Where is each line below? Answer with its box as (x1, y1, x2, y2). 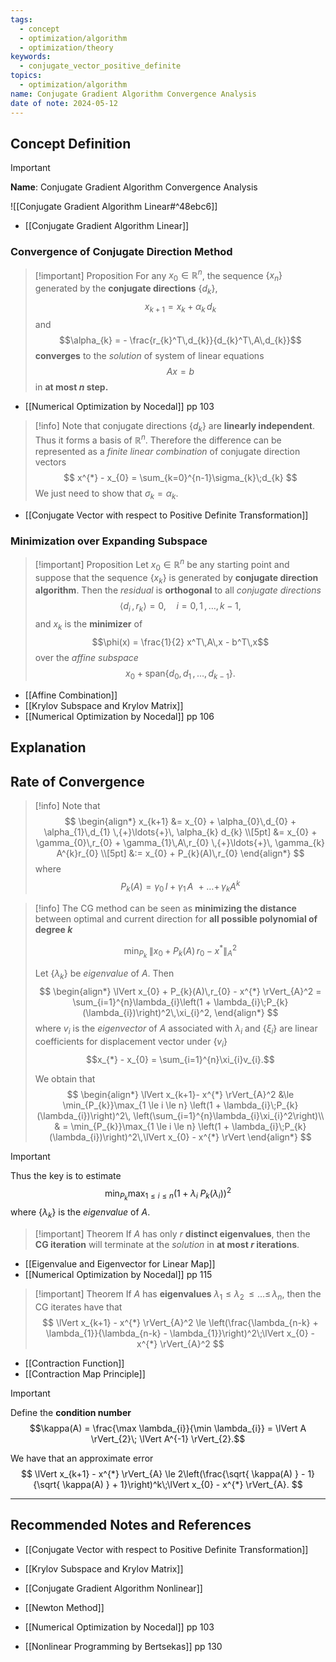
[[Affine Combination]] (24, 689, 118, 701)
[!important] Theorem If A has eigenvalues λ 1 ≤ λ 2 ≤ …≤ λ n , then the (34, 1288, 322, 1303)
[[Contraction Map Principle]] (24, 1368, 146, 1380)
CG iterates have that (34, 1301, 123, 1313)
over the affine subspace (34, 652, 139, 664)
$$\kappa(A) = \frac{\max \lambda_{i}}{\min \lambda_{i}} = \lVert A (29, 1422, 307, 1435)
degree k (34, 923, 73, 935)
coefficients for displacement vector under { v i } (34, 1035, 228, 1050)
